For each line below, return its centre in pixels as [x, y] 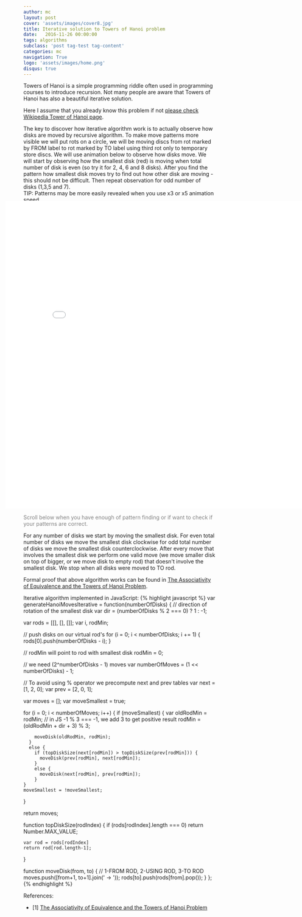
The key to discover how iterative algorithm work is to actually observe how [118, 129]
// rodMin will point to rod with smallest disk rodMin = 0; [93, 653]
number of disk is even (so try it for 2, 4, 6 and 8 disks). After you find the [115, 167]
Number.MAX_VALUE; [51, 832]
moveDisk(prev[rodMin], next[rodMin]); [90, 758]
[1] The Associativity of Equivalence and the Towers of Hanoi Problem [120, 908]
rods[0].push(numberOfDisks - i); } [67, 641]
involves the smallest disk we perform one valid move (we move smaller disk [119, 555]
